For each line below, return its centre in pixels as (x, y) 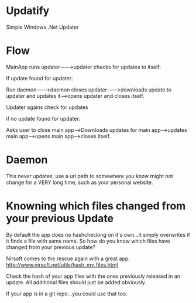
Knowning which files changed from (96, 206)
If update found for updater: (39, 78)
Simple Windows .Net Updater (42, 27)
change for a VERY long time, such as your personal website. (80, 182)
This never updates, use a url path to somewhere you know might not (90, 176)
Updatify (28, 11)
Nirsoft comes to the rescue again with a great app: (68, 258)
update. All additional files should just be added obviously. (76, 282)
